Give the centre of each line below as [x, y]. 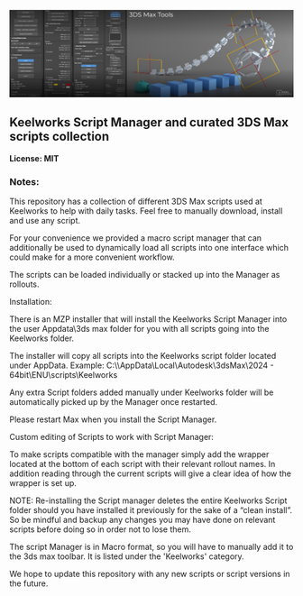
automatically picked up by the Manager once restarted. [114, 402]
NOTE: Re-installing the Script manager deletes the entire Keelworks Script [148, 500]
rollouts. [24, 284]
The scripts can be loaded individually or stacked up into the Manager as [145, 275]
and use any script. [45, 221]
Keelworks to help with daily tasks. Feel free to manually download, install [146, 211]
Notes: [24, 181]
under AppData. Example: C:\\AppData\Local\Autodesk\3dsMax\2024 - [142, 365]
